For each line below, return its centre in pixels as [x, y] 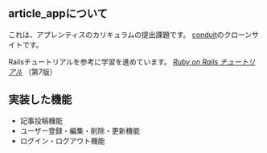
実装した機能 [40, 99]
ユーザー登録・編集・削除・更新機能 [80, 130]
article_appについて [58, 14]
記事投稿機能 [41, 120]
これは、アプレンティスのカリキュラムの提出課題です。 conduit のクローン [130, 35]
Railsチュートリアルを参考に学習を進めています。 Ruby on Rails [113, 61]
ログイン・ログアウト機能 [62, 141]
